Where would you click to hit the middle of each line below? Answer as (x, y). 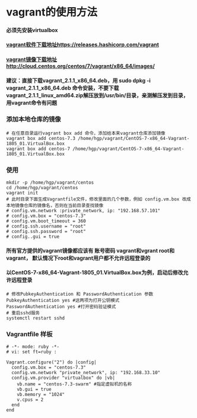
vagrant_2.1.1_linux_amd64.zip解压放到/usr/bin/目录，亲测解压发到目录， (97, 95)
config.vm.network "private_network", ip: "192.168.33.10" (86, 373)
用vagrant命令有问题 (32, 103)
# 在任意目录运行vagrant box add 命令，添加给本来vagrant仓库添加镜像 (86, 133)
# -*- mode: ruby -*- (33, 347)
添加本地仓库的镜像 (34, 119)
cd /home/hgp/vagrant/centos (42, 188)
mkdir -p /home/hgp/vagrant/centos (50, 183)
